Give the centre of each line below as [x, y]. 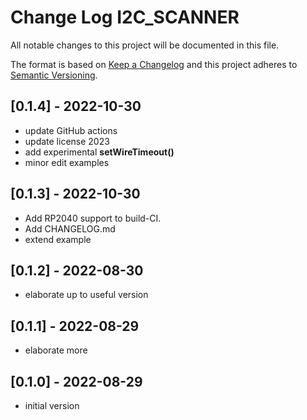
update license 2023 [67, 141]
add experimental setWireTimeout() [99, 152]
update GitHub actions [71, 130]
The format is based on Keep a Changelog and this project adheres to [154, 64]
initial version [52, 405]
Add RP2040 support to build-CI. [93, 218]
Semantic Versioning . [54, 75]
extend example [58, 239]
